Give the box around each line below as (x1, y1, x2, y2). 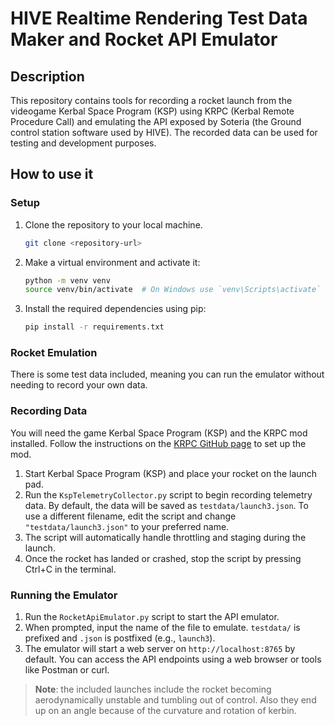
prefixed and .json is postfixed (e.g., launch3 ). (24, 632, 216, 644)
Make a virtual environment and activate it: (24, 256, 201, 268)
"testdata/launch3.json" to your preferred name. (24, 520, 230, 532)
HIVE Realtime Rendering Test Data (10, 7, 308, 30)
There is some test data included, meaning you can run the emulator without (10, 368, 325, 381)
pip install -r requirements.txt (24, 322, 165, 332)
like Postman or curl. (24, 664, 110, 676)
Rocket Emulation (10, 346, 98, 360)
